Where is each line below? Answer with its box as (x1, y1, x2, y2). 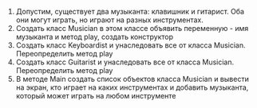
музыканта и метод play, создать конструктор (15, 32, 174, 41)
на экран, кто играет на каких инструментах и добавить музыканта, (15, 83, 249, 92)
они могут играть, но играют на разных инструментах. (15, 15, 204, 25)
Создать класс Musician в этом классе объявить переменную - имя (15, 24, 249, 33)
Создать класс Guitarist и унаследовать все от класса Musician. (15, 57, 235, 67)
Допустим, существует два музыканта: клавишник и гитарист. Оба (15, 7, 245, 16)
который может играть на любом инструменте (15, 91, 176, 100)
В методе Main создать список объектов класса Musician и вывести (15, 75, 249, 83)
